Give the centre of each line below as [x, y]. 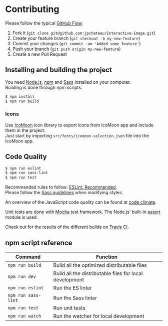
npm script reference [39, 242]
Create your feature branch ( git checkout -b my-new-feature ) [76, 38]
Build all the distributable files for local [98, 273]
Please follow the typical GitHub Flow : [44, 23]
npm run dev [22, 277]
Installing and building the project [59, 70]
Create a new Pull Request [40, 54]
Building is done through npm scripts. [44, 87]
